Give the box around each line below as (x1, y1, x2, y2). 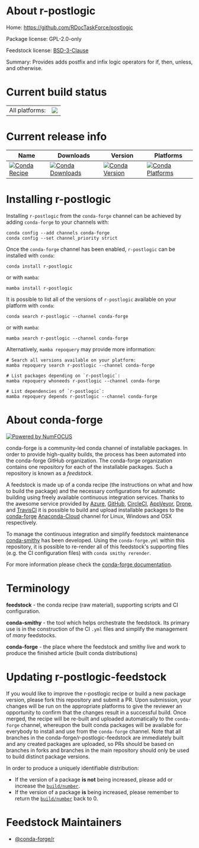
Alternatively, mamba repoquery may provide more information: (6, 345, 156, 352)
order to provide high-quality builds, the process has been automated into (6, 450, 187, 458)
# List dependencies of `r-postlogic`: (6, 388, 105, 394)
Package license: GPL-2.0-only (6, 35, 82, 42)
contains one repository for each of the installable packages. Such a (6, 463, 173, 470)
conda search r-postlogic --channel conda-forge (6, 313, 129, 319)
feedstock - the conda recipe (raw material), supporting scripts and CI (6, 601, 179, 608)
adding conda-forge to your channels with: (6, 218, 110, 226)
